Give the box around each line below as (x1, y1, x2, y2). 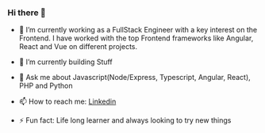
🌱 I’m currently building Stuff (18, 57, 113, 66)
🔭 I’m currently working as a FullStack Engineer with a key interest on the (18, 25, 258, 35)
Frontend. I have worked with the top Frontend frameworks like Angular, (18, 33, 254, 43)
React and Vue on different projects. (18, 42, 138, 51)
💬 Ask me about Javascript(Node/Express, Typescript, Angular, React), (18, 73, 251, 82)
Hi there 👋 (7, 7, 47, 18)
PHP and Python (18, 81, 73, 90)
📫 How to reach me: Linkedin (18, 97, 117, 106)
